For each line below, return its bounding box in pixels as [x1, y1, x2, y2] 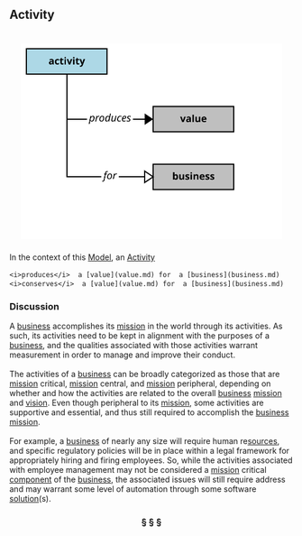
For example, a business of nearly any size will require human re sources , [9, 436, 280, 447]
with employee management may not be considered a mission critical [9, 465, 268, 476]
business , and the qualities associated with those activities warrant [9, 340, 259, 351]
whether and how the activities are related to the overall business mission [9, 388, 282, 399]
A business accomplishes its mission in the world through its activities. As [9, 320, 283, 332]
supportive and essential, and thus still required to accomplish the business [9, 407, 289, 418]
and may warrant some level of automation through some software [9, 484, 257, 494]
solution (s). [9, 494, 51, 504]
